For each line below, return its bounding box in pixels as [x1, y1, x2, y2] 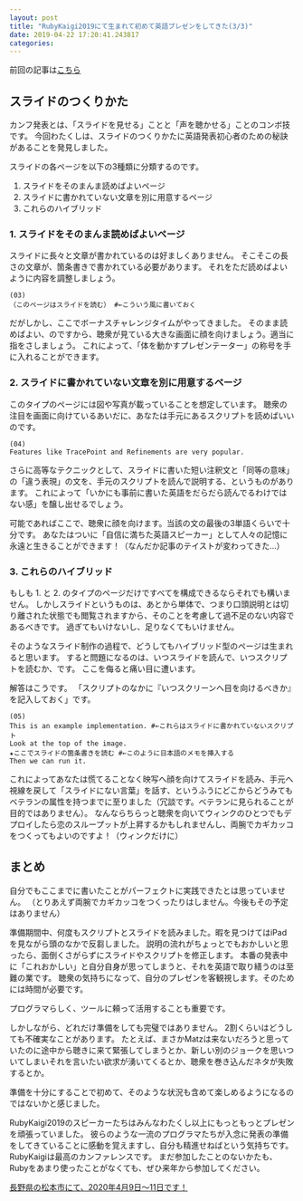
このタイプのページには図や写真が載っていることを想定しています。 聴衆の [9, 399, 288, 409]
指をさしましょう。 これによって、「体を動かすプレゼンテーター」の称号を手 [9, 341, 292, 351]
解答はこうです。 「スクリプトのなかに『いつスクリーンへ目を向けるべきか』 [9, 682, 292, 693]
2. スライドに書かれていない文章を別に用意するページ [9, 377, 242, 389]
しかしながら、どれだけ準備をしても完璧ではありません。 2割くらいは [9, 1022, 270, 1033]
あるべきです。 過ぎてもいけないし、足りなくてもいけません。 [9, 621, 240, 632]
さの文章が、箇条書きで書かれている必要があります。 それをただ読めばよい [9, 262, 288, 273]
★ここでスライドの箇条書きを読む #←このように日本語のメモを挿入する [9, 748, 235, 757]
